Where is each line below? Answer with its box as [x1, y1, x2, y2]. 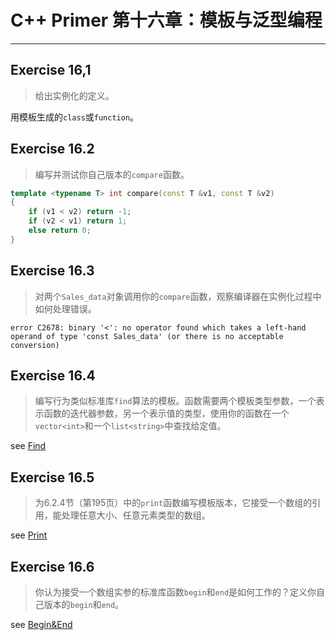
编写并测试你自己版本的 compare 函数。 [34, 168, 190, 180]
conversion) [10, 340, 60, 350]
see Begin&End [10, 619, 73, 631]
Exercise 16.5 [10, 469, 95, 486]
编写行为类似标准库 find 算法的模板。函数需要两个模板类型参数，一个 [34, 395, 317, 407]
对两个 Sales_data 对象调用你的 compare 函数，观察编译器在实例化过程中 [34, 290, 322, 302]
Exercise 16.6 [10, 558, 95, 575]
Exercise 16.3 [10, 262, 95, 280]
